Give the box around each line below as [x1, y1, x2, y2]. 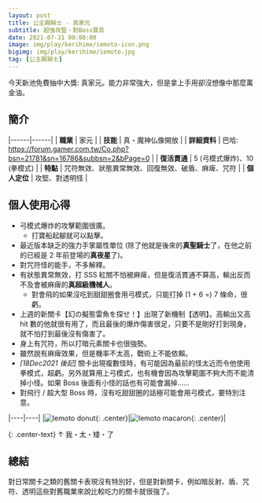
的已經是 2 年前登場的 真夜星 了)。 [19, 250, 127, 259]
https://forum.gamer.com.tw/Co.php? [8, 144, 130, 153]
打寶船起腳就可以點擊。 [31, 230, 108, 240]
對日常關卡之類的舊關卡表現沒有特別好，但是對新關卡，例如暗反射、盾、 [8, 477, 242, 486]
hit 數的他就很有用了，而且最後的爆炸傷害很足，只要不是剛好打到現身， [19, 319, 250, 329]
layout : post [8, 11, 51, 20]
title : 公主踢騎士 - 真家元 [8, 19, 90, 27]
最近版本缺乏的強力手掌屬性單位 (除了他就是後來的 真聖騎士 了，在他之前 [19, 240, 252, 250]
